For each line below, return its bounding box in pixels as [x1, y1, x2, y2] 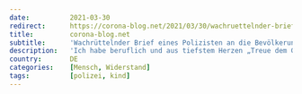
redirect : [9, 21, 47, 30]
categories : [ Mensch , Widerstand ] [9, 64, 151, 73]
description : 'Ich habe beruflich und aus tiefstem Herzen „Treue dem [9, 47, 288, 56]
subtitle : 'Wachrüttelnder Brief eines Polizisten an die [9, 38, 252, 47]
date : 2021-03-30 [9, 13, 111, 22]
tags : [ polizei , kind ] [9, 72, 130, 81]
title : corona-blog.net [9, 30, 130, 38]
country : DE [9, 55, 78, 64]
